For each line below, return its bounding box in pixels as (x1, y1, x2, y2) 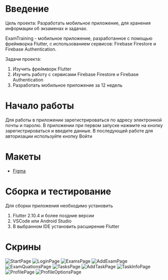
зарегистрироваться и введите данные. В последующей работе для (5, 128, 153, 134)
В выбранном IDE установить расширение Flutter (12, 223, 120, 230)
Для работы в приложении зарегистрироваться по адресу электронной (5, 117, 162, 123)
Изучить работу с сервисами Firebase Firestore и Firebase (12, 71, 139, 77)
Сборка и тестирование (5, 186, 112, 197)
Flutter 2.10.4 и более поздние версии (12, 212, 94, 218)
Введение (5, 3, 49, 15)
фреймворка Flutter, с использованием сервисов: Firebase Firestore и (5, 40, 156, 46)
